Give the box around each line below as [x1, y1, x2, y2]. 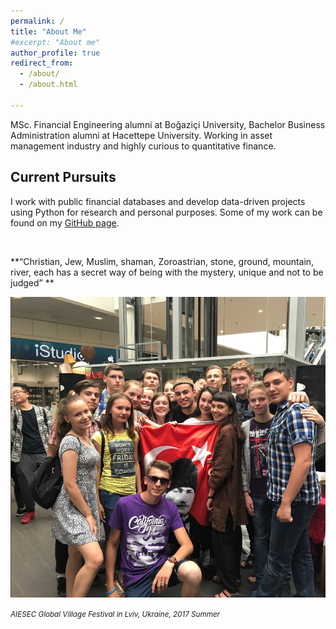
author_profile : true [10, 48, 101, 58]
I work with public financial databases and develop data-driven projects [10, 195, 306, 207]
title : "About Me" [10, 26, 87, 37]
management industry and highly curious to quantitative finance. [10, 140, 277, 152]
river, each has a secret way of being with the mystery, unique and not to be [10, 266, 324, 278]
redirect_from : [10, 58, 74, 69]
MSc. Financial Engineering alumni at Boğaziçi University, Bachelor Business [10, 118, 326, 130]
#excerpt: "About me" [10, 37, 101, 47]
